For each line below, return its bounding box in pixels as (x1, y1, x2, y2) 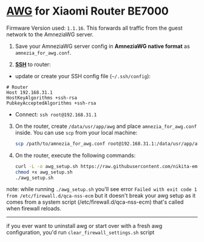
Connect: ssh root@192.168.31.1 (15, 110, 97, 118)
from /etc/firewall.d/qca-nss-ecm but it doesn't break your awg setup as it (6, 192, 196, 200)
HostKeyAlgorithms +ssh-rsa (6, 95, 78, 101)
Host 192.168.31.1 (6, 89, 53, 95)
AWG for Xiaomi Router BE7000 (6, 4, 169, 18)
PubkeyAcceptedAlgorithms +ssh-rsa (6, 100, 97, 106)
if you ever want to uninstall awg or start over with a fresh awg (6, 223, 163, 230)
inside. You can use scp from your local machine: (15, 129, 138, 136)
